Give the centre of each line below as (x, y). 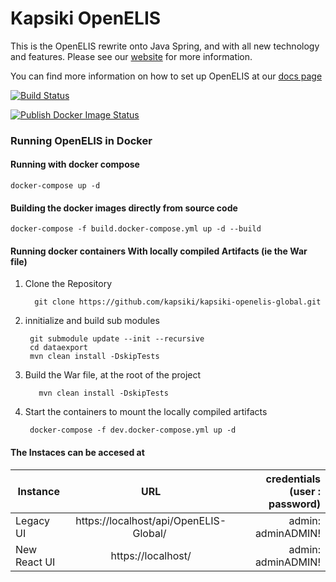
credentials (293, 479)
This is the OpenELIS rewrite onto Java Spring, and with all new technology (165, 46)
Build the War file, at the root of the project (113, 375)
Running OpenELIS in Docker (81, 140)
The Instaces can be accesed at (77, 453)
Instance (38, 491)
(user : (305, 491)
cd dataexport (59, 348)
